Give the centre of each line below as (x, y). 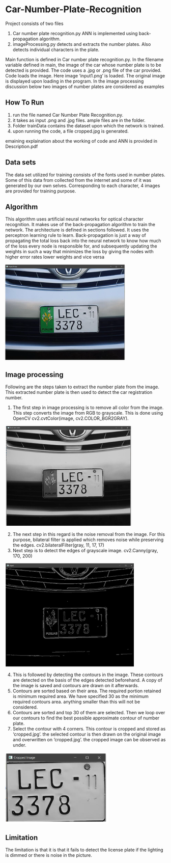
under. (19, 745)
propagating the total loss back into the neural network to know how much (83, 241)
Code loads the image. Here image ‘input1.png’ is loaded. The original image (85, 75)
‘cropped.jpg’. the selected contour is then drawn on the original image (87, 734)
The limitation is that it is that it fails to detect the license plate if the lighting (84, 850)
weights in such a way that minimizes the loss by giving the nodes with (79, 252)
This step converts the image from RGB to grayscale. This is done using (88, 413)
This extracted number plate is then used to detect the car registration (79, 392)
